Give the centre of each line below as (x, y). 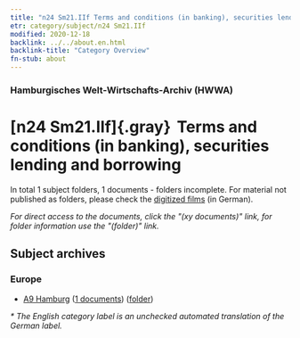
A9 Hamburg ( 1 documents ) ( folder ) (88, 299)
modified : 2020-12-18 (50, 34)
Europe (26, 279)
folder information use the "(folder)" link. (85, 226)
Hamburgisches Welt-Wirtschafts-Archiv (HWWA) (122, 90)
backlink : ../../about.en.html (68, 42)
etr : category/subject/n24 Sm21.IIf (78, 26)
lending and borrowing (96, 165)
